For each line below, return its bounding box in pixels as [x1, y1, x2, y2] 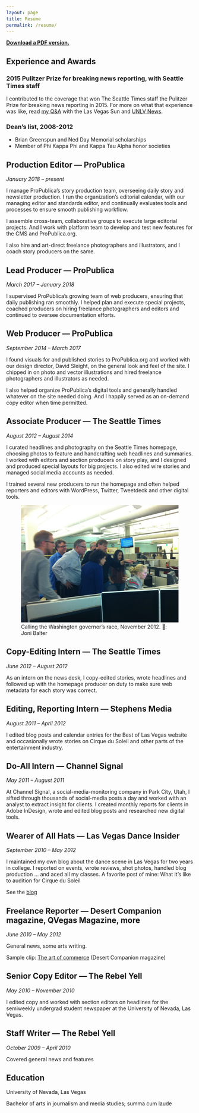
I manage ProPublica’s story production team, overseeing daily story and [6, 187, 184, 194]
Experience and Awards [6, 56, 96, 67]
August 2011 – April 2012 [6, 719, 67, 727]
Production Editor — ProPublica [6, 159, 125, 169]
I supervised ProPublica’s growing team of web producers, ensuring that [6, 292, 183, 300]
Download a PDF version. [6, 39, 70, 46]
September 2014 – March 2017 [6, 344, 81, 351]
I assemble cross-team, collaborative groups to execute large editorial [6, 218, 178, 225]
